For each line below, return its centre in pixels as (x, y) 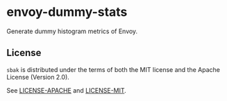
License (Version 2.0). (38, 77)
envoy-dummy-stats (67, 12)
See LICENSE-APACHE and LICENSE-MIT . (66, 90)
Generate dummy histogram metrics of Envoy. (72, 31)
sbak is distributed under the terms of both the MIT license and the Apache (113, 69)
